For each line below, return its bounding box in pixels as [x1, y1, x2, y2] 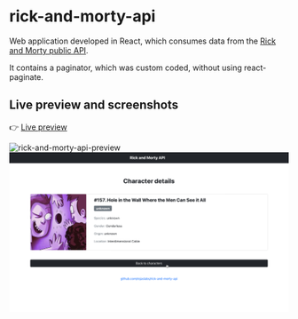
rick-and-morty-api [9, 6, 156, 27]
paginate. [9, 71, 44, 82]
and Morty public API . [9, 44, 89, 55]
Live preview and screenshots [9, 98, 179, 113]
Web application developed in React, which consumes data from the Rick [9, 36, 277, 46]
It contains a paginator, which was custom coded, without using [9, 62, 242, 73]
